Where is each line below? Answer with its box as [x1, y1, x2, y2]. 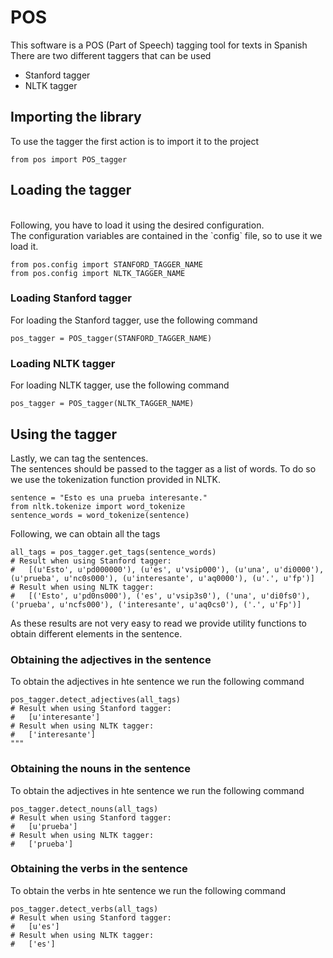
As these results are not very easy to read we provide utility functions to [10, 617, 307, 629]
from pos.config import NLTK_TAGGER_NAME [10, 268, 186, 278]
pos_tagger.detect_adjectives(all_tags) [10, 695, 182, 705]
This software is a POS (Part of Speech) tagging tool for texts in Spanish [10, 39, 308, 51]
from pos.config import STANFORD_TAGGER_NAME [10, 259, 203, 270]
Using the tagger [10, 426, 118, 443]
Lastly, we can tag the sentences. [10, 452, 149, 464]
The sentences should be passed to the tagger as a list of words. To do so [10, 462, 317, 475]
